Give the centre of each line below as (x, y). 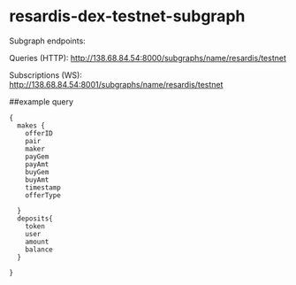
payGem (37, 157)
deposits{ (35, 219)
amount (37, 242)
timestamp (43, 188)
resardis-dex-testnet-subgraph (127, 16)
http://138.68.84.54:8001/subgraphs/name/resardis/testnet (116, 84)
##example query (41, 101)
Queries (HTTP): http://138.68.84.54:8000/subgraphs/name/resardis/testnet (148, 58)
